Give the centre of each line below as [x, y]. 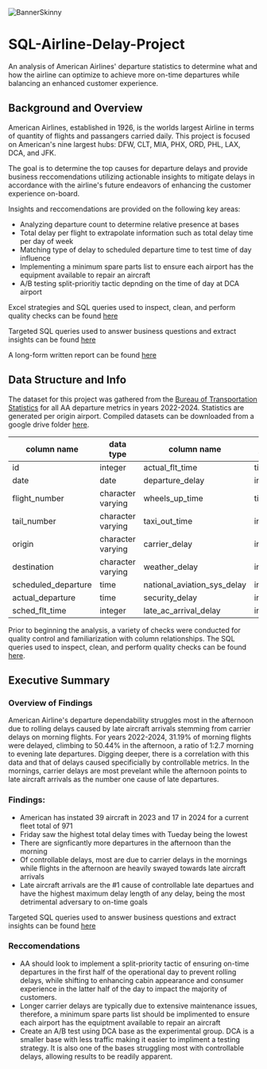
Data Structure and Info [68, 380]
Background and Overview [75, 108]
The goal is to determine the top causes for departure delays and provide [128, 168]
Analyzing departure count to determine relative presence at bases [130, 224]
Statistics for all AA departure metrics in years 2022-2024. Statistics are [126, 407]
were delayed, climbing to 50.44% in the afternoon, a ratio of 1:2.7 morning [131, 746]
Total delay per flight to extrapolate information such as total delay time [136, 232]
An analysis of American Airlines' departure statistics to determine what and [133, 66]
